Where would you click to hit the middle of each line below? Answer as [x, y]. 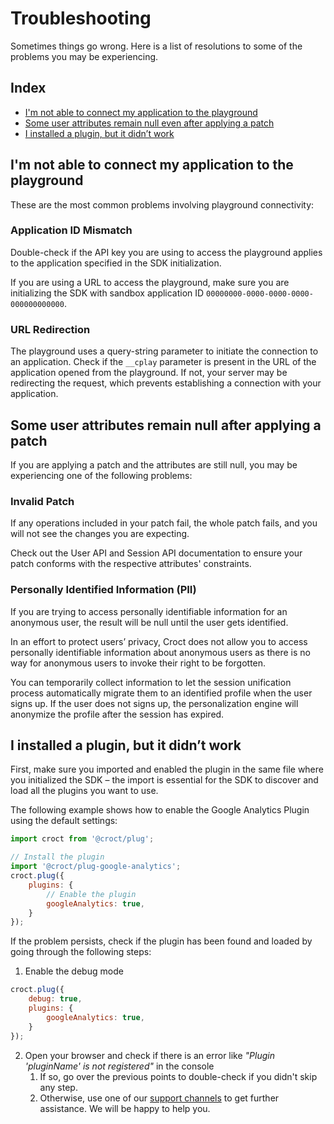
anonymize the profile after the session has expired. [117, 714]
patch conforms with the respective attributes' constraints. [131, 564]
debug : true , [55, 999]
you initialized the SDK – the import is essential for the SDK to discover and [164, 780]
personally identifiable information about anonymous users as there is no [160, 652]
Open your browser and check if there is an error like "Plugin [149, 1055]
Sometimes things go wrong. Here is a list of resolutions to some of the [156, 46]
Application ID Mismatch [71, 230]
